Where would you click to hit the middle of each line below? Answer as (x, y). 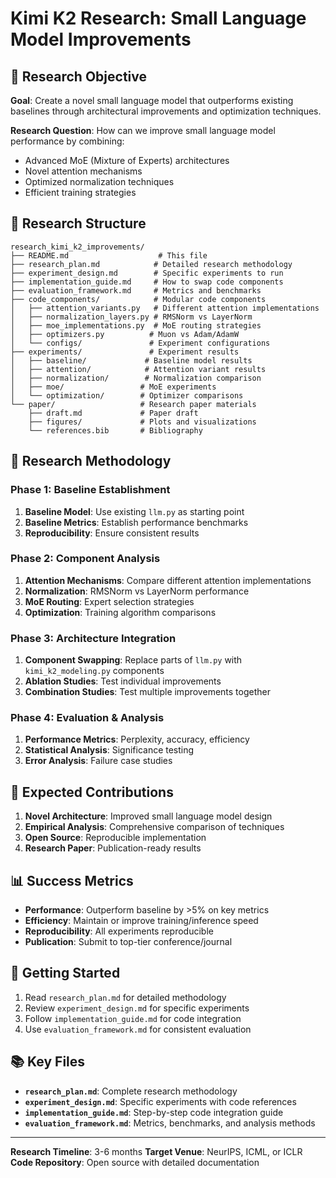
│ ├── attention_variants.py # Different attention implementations (165, 308)
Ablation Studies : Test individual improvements (123, 681)
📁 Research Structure (78, 223)
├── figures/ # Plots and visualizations (142, 422)
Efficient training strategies (80, 192)
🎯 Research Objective (78, 76)
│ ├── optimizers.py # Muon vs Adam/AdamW (125, 334)
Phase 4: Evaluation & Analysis (87, 718)
